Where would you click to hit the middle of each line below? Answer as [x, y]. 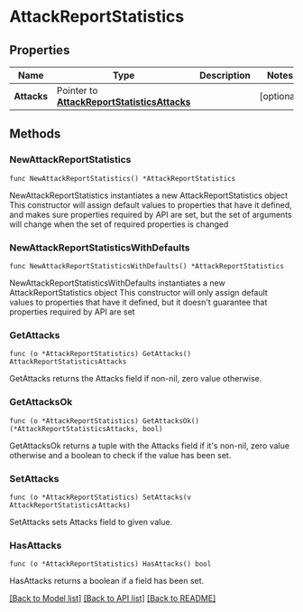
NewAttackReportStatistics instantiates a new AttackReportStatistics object [149, 195]
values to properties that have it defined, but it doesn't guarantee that [138, 302]
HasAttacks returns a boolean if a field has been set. [107, 581]
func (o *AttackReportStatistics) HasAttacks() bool [110, 564]
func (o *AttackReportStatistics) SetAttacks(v [101, 497]
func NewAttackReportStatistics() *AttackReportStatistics [123, 178]
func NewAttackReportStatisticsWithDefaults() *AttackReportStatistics [147, 266]
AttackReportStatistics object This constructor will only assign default [138, 292]
